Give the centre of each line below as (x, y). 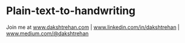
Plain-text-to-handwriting (71, 11)
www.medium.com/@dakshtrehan (47, 33)
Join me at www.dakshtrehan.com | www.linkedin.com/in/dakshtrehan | (93, 27)
